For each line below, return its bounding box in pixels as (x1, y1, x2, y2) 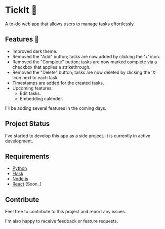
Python (12, 165, 27, 171)
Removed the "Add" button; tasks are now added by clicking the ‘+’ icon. (12, 53, 161, 59)
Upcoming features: (12, 85, 53, 91)
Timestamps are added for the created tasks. (12, 80, 105, 86)
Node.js (12, 176, 29, 182)
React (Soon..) (12, 181, 42, 187)
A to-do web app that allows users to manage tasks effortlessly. (5, 21, 135, 27)
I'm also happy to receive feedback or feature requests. (5, 218, 119, 224)
